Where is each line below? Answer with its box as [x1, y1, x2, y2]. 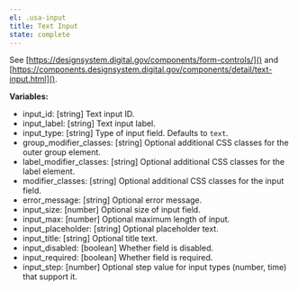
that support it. [22, 271, 78, 282]
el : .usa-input [9, 13, 67, 23]
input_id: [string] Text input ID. [22, 109, 135, 120]
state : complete [9, 30, 70, 39]
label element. [22, 166, 76, 177]
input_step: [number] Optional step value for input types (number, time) [22, 262, 287, 273]
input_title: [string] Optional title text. [22, 233, 158, 244]
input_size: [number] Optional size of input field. [22, 205, 201, 215]
